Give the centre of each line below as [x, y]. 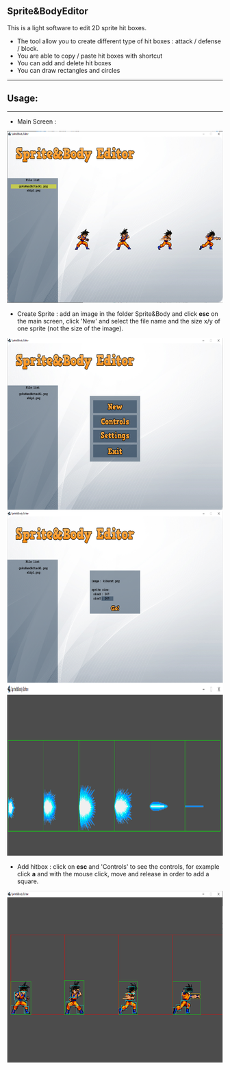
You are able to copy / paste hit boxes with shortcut [90, 56]
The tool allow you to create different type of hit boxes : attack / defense [119, 41]
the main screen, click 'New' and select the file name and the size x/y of [118, 321]
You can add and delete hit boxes [64, 63]
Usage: [23, 99]
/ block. [28, 48]
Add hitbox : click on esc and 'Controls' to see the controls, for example [118, 866]
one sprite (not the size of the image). [70, 328]
